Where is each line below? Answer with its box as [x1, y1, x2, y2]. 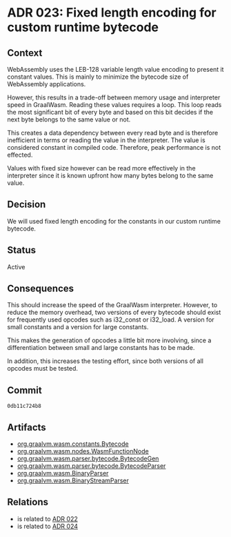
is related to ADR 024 [17, 522, 78, 530]
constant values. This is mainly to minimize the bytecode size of [7, 72, 189, 81]
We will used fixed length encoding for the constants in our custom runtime [7, 217, 221, 225]
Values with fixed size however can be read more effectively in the [7, 164, 196, 172]
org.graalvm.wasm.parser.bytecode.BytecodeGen [17, 454, 159, 463]
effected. [7, 150, 33, 159]
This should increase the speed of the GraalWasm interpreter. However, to [7, 301, 218, 309]
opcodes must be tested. [7, 364, 78, 373]
